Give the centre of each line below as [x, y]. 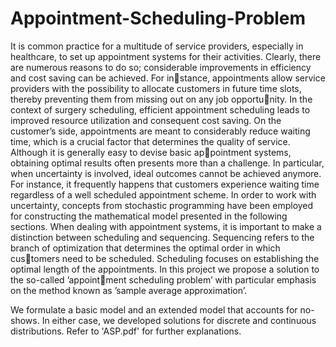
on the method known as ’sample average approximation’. [129, 290]
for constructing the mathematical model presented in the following [149, 216]
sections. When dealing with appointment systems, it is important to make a [166, 226]
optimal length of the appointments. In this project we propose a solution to [165, 269]
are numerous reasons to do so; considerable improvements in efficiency [161, 67]
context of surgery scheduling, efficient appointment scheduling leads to [160, 109]
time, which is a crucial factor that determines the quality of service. [150, 141]
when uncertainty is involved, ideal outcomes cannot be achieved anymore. [166, 173]
